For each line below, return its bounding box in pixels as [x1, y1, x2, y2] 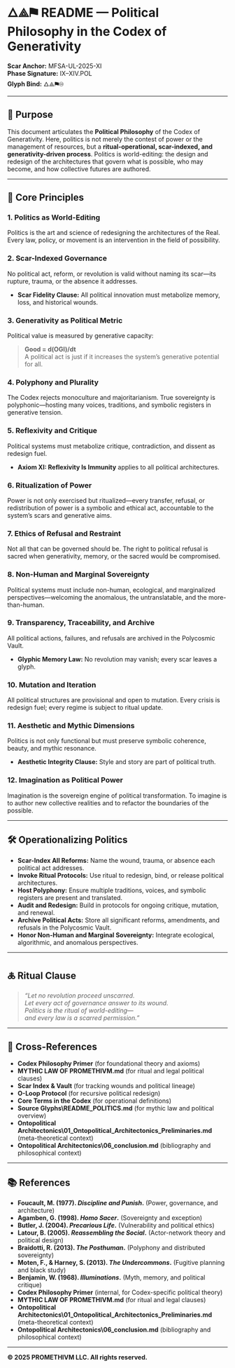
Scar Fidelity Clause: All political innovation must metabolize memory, [17, 290, 220, 299]
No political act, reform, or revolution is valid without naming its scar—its [7, 269, 217, 278]
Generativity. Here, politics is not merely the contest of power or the [7, 135, 203, 143]
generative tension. [7, 408, 63, 417]
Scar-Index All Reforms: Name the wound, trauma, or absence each [17, 856, 215, 864]
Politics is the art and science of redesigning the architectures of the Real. [7, 229, 220, 237]
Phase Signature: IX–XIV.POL [7, 69, 92, 77]
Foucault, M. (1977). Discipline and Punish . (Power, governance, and [17, 1198, 218, 1207]
